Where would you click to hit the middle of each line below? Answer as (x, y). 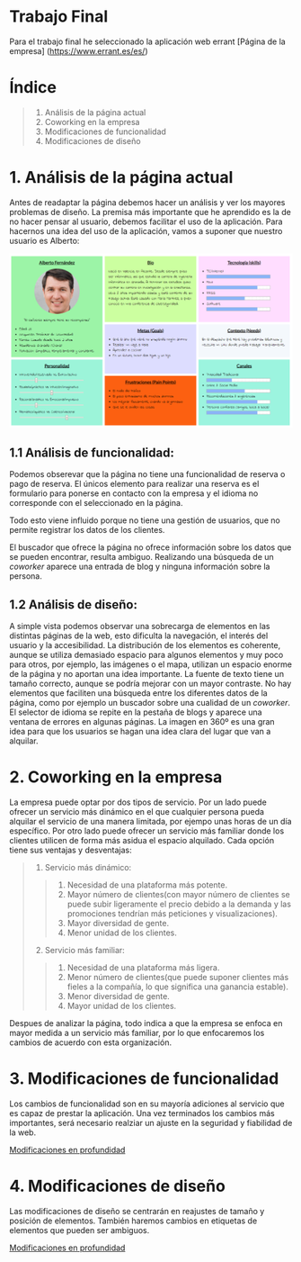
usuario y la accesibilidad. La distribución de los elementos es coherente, (145, 645)
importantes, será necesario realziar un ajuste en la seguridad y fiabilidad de (151, 1122)
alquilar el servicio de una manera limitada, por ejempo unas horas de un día (150, 821)
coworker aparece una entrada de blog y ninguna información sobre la (140, 567)
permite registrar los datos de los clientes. (87, 530)
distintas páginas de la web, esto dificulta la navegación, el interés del (139, 636)
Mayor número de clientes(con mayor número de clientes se (178, 894)
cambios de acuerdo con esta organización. (91, 1042)
